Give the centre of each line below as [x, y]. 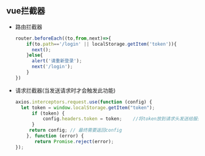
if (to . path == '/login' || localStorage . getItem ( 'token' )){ [102, 44]
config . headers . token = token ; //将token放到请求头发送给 [118, 119]
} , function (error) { [55, 136]
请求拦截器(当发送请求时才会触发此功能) [65, 90]
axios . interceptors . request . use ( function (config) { [84, 102]
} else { [35, 55]
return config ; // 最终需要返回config [75, 130]
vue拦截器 [26, 11]
